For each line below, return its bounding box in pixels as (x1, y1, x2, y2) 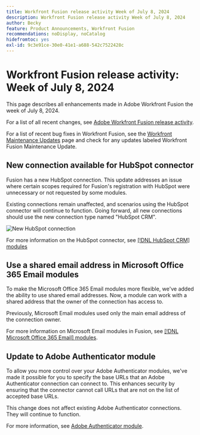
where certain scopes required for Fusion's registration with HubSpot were (6, 182, 190, 189)
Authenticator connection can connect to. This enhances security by (6, 380, 175, 387)
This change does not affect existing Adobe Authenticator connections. (6, 404, 182, 412)
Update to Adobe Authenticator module (6, 351, 156, 361)
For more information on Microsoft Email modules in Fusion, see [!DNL (6, 328, 179, 335)
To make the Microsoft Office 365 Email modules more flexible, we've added (6, 285, 194, 292)
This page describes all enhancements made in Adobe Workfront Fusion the (6, 100, 193, 108)
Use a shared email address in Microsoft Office (6, 260, 184, 270)
